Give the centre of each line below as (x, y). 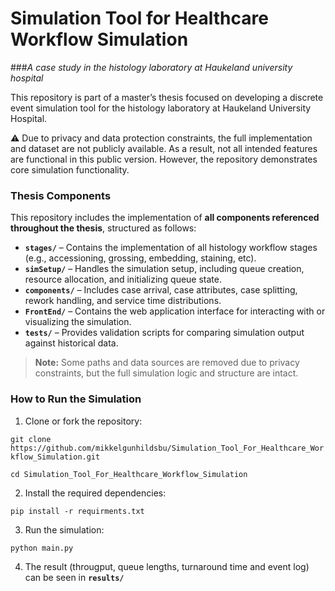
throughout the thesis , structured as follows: (103, 228)
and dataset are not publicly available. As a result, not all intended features (164, 148)
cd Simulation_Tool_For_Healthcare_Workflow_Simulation (129, 474)
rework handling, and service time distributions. (123, 301)
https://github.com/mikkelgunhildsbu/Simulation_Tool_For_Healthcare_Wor (167, 448)
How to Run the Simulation (76, 399)
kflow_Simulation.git (55, 457)
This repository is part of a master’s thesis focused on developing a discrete (167, 97)
